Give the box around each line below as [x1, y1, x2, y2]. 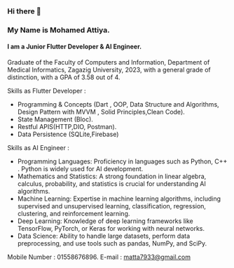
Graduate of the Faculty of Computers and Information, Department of [7, 58, 210, 67]
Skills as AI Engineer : [7, 144, 70, 152]
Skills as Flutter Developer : [7, 87, 86, 95]
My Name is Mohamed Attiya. [7, 25, 110, 34]
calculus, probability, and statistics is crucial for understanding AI [17, 180, 207, 188]
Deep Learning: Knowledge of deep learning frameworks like [17, 217, 194, 225]
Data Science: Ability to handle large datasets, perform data [17, 232, 191, 241]
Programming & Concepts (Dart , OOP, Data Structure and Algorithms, [17, 100, 219, 109]
